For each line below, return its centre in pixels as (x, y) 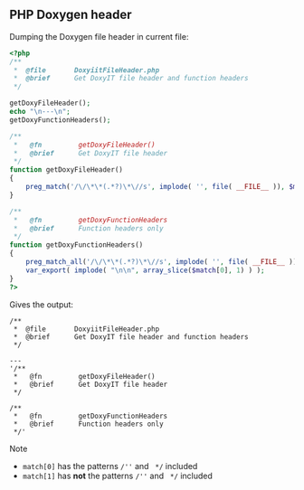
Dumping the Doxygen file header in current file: (99, 36)
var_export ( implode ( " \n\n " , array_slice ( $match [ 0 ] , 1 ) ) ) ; (145, 270)
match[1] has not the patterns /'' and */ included (117, 476)
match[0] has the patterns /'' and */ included (110, 466)
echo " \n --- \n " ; (40, 112)
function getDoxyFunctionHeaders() (76, 245)
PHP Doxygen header (71, 15)
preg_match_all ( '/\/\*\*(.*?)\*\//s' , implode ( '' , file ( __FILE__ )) (161, 262)
